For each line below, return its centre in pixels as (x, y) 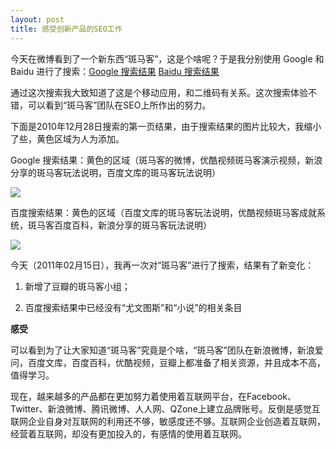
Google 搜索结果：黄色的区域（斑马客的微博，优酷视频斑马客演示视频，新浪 (166, 160)
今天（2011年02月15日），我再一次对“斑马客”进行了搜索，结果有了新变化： (162, 265)
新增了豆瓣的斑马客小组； (77, 286)
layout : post (37, 19)
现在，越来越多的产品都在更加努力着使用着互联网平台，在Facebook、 (153, 396)
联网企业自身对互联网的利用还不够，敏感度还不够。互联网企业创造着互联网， (168, 421)
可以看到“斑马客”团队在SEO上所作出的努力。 (119, 105)
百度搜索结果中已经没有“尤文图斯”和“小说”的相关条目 (133, 307)
